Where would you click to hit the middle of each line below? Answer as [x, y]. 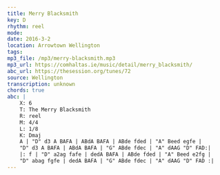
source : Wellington [35, 78]
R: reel [30, 116]
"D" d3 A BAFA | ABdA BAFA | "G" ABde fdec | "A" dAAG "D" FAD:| [116, 148]
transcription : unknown [41, 84]
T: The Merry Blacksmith [55, 110]
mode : [15, 33]
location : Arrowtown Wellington [53, 45]
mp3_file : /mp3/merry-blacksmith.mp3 [61, 59]
